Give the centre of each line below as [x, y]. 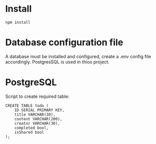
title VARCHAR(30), [35, 115]
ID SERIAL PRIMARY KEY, [40, 110]
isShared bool [29, 132]
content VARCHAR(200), [38, 119]
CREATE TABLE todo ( [27, 105]
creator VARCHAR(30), [37, 123]
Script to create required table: [37, 96]
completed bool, [32, 128]
